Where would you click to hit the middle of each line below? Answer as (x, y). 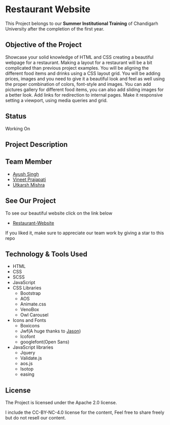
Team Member (29, 162)
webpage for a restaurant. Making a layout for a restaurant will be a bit (79, 63)
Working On (18, 129)
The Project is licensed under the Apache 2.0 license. (61, 403)
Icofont (28, 337)
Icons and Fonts (29, 320)
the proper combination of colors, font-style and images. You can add (78, 84)
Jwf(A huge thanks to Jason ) (50, 331)
